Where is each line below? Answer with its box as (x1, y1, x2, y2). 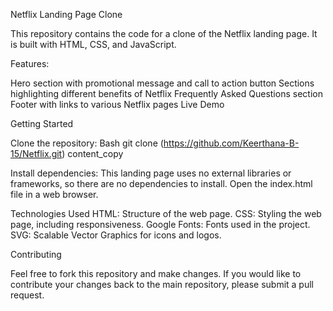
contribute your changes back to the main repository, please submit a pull (10, 279, 314, 290)
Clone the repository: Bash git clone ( (10, 137, 164, 149)
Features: (10, 58, 50, 69)
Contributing (10, 249, 62, 260)
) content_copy (61, 148, 124, 159)
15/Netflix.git (10, 148, 63, 159)
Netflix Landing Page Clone (10, 9, 123, 20)
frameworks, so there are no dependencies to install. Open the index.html (10, 178, 313, 189)
